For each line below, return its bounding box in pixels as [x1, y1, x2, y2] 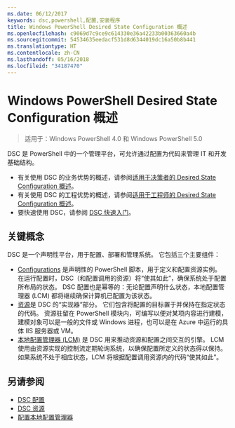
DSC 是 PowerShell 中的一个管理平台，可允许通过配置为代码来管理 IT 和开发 [7, 149, 227, 158]
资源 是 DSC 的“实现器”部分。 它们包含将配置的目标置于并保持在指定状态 [17, 300, 226, 309]
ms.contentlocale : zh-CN [7, 50, 80, 57]
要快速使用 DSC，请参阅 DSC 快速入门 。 [17, 208, 135, 216]
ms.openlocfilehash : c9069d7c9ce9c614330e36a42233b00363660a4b [7, 29, 196, 37]
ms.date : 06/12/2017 [7, 10, 68, 18]
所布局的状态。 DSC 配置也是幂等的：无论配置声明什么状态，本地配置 [17, 283, 219, 291]
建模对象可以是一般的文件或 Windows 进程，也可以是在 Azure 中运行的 [17, 318, 222, 326]
